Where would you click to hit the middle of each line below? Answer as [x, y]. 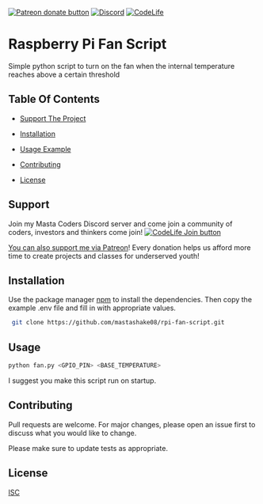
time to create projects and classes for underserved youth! [104, 256]
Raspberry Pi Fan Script [88, 44]
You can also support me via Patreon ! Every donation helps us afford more [130, 247]
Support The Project [53, 118]
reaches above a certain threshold [64, 74]
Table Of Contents [54, 99]
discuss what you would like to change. [72, 433]
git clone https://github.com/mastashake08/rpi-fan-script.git [118, 323]
